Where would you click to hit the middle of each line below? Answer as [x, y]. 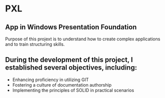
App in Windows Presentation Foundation [71, 27]
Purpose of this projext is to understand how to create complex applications [83, 39]
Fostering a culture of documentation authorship [62, 85]
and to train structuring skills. [35, 44]
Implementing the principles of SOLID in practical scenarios [73, 90]
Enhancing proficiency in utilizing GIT [50, 80]
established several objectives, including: [71, 68]
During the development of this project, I [69, 60]
